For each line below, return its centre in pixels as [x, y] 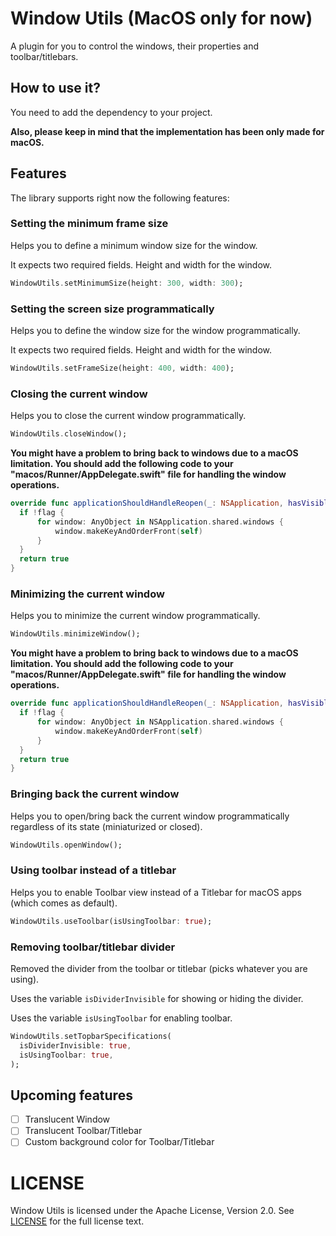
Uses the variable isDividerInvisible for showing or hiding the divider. [157, 998]
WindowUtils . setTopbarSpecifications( [91, 1036]
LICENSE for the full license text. [77, 1221]
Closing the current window [79, 394]
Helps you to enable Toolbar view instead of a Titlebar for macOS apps [156, 892]
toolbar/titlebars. [44, 56]
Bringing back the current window [95, 794]
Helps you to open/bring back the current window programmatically [150, 816]
